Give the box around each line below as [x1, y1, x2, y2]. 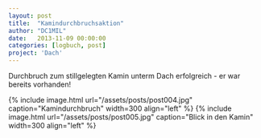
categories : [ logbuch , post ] [8, 42, 106, 50]
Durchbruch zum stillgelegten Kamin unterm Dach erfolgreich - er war [8, 71, 241, 80]
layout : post [8, 11, 52, 20]
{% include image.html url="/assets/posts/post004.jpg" [8, 95, 193, 104]
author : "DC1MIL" [8, 26, 67, 34]
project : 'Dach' [8, 49, 63, 57]
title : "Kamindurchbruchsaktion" [8, 19, 125, 27]
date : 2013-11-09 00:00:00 [8, 34, 106, 43]
